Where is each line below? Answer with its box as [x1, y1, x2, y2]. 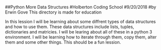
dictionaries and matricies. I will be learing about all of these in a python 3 [5, 29, 152, 34]
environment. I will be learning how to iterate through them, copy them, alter [5, 34, 157, 40]
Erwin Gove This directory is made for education [5, 9, 102, 15]
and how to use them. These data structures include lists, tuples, [5, 24, 134, 30]
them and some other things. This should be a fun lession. [5, 39, 121, 45]
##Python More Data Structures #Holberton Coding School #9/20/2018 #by [5, 4, 157, 10]
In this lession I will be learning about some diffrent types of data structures [5, 19, 156, 24]
